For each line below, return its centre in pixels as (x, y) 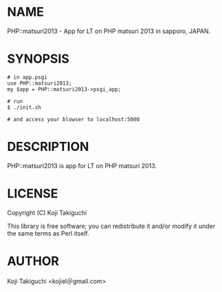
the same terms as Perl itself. (48, 233)
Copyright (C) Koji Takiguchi (47, 212)
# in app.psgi (27, 77)
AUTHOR (33, 261)
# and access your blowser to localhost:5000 (73, 119)
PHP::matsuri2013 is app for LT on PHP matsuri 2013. (82, 165)
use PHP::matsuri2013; (40, 83)
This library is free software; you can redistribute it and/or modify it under (111, 226)
